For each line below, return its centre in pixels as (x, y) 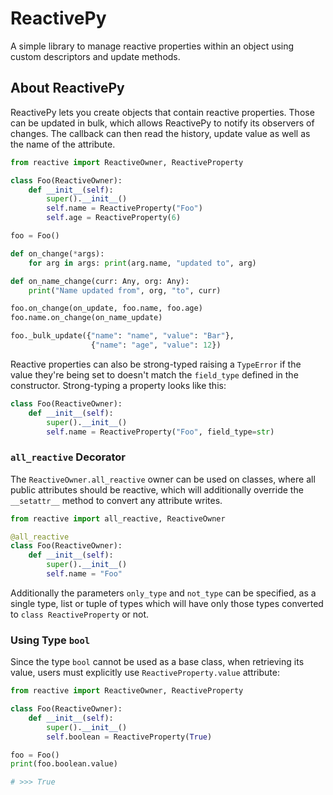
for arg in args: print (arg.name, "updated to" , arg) (142, 263)
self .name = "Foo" (84, 574)
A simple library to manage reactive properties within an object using (152, 46)
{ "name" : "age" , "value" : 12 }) (156, 345)
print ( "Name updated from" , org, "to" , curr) (125, 290)
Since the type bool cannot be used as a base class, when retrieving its (157, 662)
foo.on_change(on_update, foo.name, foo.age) (106, 308)
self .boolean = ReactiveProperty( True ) (129, 737)
